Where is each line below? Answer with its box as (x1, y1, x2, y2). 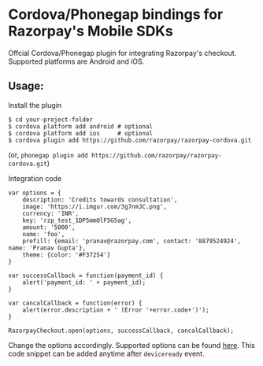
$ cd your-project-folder (8, 116, 93, 124)
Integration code (8, 173, 62, 183)
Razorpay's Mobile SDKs (8, 22, 173, 40)
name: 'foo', (22, 230, 65, 238)
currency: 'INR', (22, 209, 80, 217)
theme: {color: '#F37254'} (22, 250, 111, 259)
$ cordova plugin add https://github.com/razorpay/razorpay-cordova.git (8, 136, 252, 144)
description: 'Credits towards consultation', (22, 195, 178, 204)
